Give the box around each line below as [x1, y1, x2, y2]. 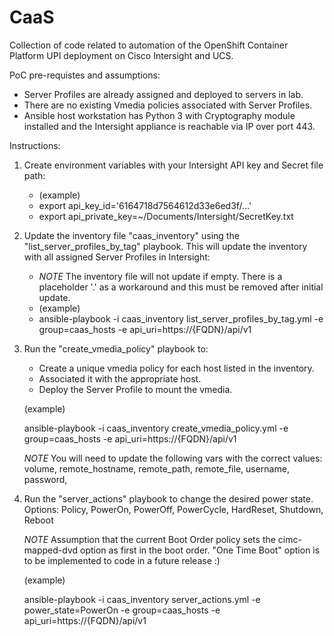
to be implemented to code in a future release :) [23, 554, 221, 566]
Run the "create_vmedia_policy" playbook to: [23, 342, 209, 355]
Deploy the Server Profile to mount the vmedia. [38, 383, 233, 395]
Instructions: [9, 139, 61, 151]
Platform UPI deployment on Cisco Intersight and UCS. [9, 49, 234, 61]
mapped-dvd [23, 544, 79, 556]
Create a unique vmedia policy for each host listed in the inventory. [38, 362, 315, 374]
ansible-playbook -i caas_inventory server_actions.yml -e [23, 593, 261, 605]
